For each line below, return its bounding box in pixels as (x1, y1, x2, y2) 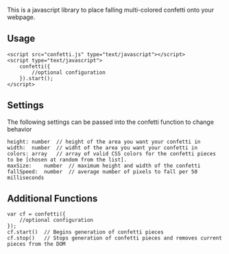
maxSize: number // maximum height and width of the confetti (7, 162, 201, 169)
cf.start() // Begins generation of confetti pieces (7, 229, 165, 236)
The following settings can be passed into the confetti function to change (7, 118, 215, 126)
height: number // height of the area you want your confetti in (7, 138, 201, 145)
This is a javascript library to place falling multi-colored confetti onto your (7, 6, 215, 14)
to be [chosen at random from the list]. (7, 156, 128, 163)
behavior (7, 125, 32, 133)
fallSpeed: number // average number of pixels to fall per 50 (7, 168, 197, 175)
